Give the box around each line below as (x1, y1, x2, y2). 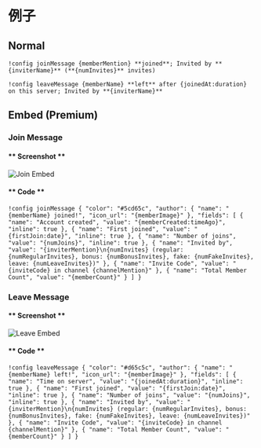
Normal (8, 39, 45, 52)
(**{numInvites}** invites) (63, 67, 156, 75)
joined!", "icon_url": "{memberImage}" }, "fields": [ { (53, 211, 244, 219)
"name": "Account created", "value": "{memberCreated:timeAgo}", (8, 218, 226, 226)
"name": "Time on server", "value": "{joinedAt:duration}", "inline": (8, 378, 244, 386)
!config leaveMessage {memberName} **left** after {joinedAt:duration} (8, 80, 247, 88)
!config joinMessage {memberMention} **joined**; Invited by (8, 60, 212, 68)
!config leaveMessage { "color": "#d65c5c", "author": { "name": (8, 364, 226, 372)
